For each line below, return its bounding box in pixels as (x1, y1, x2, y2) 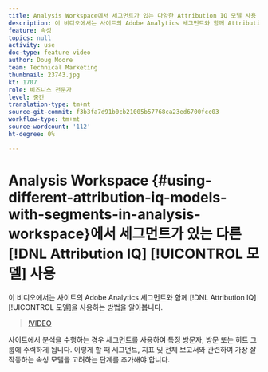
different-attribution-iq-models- (8, 188, 227, 206)
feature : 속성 (8, 26, 52, 34)
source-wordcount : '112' (8, 123, 91, 131)
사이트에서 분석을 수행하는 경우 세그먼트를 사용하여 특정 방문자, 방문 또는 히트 (8, 335, 249, 344)
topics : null (8, 33, 52, 42)
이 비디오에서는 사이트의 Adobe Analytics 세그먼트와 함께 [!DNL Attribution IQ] (8, 292, 257, 302)
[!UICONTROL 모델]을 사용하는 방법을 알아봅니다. (8, 302, 164, 311)
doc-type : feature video (8, 49, 91, 57)
